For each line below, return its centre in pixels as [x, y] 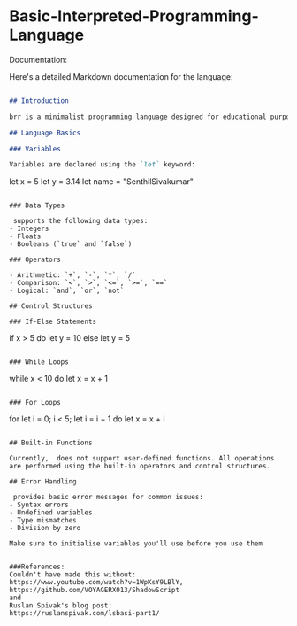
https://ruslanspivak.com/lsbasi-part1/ [85, 614]
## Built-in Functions [51, 443]
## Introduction [39, 100]
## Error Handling [43, 482]
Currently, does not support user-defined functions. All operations [142, 459]
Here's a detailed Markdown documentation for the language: [121, 76]
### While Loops [39, 362]
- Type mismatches [43, 521]
